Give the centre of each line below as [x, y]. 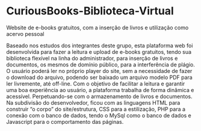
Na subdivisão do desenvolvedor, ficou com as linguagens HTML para [93, 102]
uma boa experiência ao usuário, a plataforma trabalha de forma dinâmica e [100, 90]
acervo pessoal [25, 33]
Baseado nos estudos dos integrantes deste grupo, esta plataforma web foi [100, 45]
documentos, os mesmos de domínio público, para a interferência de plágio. [101, 65]
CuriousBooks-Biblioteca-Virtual [90, 11]
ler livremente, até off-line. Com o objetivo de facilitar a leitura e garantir [96, 83]
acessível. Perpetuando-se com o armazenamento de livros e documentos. [99, 96]
